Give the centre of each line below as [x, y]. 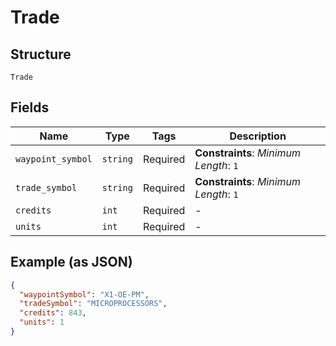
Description [258, 136]
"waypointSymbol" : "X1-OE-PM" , [84, 294]
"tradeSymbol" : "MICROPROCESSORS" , [93, 304]
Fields [30, 107]
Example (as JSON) [71, 262]
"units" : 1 [42, 322]
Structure [41, 54]
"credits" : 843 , [53, 313]
